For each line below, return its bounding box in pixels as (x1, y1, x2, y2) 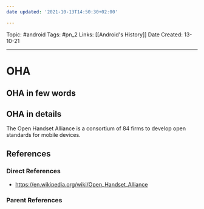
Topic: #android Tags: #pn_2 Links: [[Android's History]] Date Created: (6, 31, 183, 38)
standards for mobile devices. (6, 131, 81, 139)
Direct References (6, 167, 61, 176)
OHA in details (6, 108, 62, 119)
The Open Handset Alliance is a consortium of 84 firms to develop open (6, 125, 186, 132)
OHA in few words (6, 88, 76, 99)
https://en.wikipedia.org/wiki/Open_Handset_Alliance (15, 181, 148, 188)
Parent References (6, 196, 63, 204)
